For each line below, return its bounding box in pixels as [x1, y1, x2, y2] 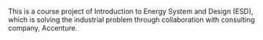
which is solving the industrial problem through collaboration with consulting [8, 15, 255, 24]
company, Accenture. [8, 24, 78, 32]
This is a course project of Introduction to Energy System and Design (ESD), [8, 7, 254, 16]
